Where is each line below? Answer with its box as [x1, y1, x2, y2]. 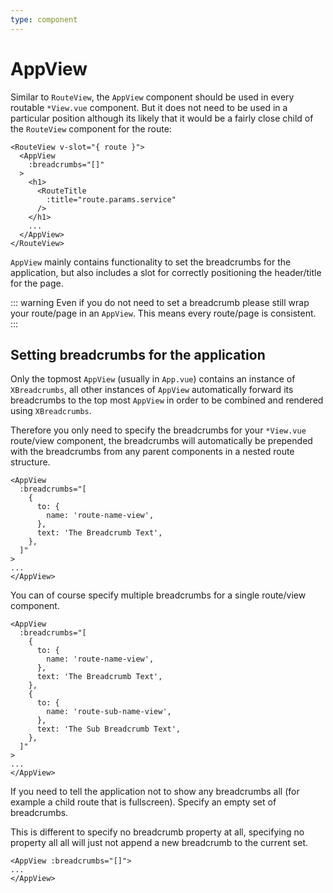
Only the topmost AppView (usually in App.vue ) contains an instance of [10, 373, 296, 385]
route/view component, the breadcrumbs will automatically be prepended [10, 435, 313, 447]
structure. [10, 456, 51, 468]
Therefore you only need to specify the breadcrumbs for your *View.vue [10, 424, 307, 436]
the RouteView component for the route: [10, 122, 172, 135]
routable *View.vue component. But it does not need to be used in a [10, 101, 288, 113]
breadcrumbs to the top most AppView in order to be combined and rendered [10, 394, 324, 406]
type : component [10, 14, 78, 25]
